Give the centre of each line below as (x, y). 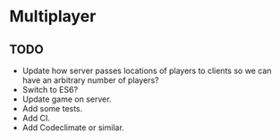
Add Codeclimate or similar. (73, 128)
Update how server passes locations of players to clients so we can (147, 70)
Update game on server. (67, 99)
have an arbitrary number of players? (90, 80)
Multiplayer (53, 16)
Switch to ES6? (50, 90)
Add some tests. (52, 108)
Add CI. (36, 118)
